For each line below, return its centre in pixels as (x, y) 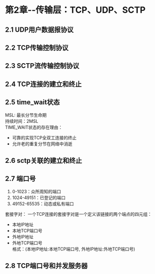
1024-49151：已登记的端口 (39, 197)
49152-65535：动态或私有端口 (43, 204)
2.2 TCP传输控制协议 (37, 48)
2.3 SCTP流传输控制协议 (42, 66)
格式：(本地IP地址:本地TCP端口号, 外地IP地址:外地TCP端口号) (74, 249)
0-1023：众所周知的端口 (36, 191)
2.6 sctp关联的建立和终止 (44, 160)
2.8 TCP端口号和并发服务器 (46, 266)
